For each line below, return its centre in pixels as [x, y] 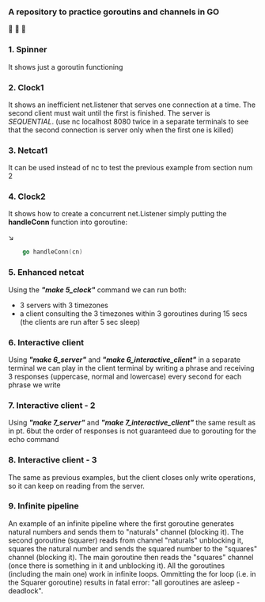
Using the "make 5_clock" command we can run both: [98, 290]
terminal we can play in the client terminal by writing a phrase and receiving [131, 368]
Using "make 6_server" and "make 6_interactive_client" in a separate [125, 360]
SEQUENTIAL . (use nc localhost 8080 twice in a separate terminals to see [129, 121]
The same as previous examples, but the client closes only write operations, [132, 477]
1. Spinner [28, 50]
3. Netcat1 [28, 150]
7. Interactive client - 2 [52, 405]
